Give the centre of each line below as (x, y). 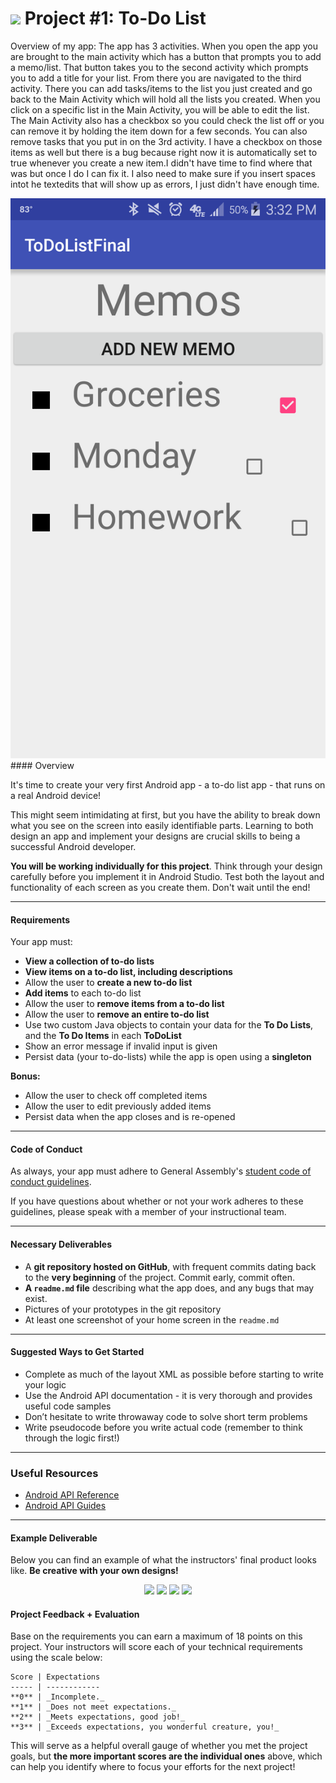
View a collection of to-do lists (89, 961)
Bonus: (25, 1076)
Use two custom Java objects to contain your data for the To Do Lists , (169, 1025)
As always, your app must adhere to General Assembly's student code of (161, 1171)
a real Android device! (56, 795)
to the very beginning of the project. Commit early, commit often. (160, 1277)
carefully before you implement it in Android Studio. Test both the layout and (167, 876)
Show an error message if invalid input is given (121, 1046)
